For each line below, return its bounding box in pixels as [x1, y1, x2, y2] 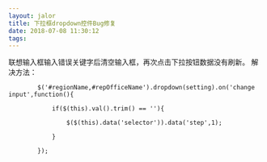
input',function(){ [8, 90, 74, 99]
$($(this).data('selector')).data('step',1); [66, 118, 222, 127]
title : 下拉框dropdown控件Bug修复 [8, 19, 117, 27]
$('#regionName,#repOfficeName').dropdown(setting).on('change [37, 84, 255, 92]
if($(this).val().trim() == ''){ [51, 105, 164, 113]
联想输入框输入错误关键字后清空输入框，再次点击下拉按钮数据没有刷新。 [8, 57, 249, 67]
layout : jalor [8, 11, 57, 20]
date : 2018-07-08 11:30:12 [8, 27, 100, 35]
